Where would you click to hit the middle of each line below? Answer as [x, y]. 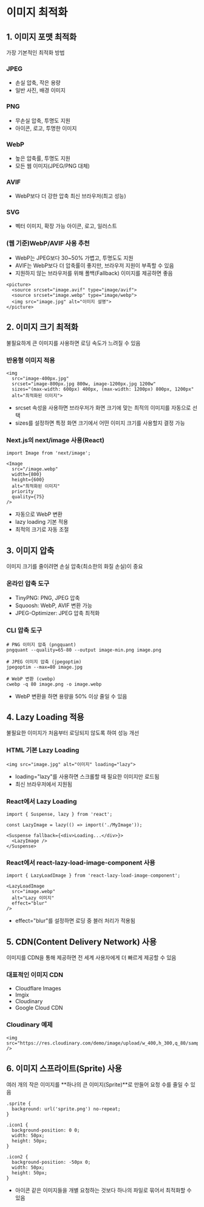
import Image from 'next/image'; [49, 453]
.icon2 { [17, 1157]
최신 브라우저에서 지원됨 [44, 784]
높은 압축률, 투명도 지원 [43, 158]
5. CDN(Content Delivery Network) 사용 [81, 941]
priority [23, 492]
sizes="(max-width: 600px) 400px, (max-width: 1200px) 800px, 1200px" [103, 389]
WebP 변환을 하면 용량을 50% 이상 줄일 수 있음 [71, 696]
